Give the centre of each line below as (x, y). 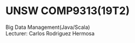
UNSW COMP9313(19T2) (68, 11)
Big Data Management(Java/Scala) (48, 27)
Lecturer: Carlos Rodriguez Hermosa (50, 33)
